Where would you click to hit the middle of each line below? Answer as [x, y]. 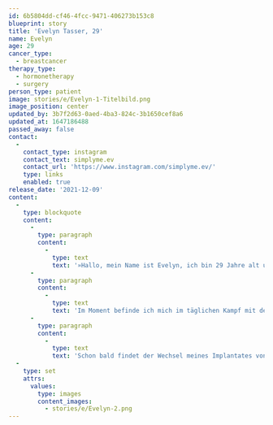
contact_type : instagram [65, 152]
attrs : [34, 379]
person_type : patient [45, 91]
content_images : [65, 401]
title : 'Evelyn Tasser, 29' [56, 31]
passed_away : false [41, 129]
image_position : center [49, 106]
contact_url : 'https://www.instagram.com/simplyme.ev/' [120, 167]
